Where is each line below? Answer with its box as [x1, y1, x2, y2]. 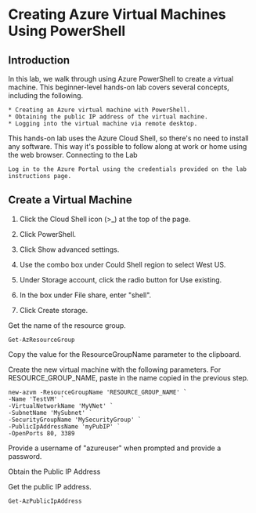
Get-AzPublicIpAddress [8, 497, 82, 505]
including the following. [8, 91, 84, 100]
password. [8, 451, 42, 460]
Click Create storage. [19, 305, 88, 315]
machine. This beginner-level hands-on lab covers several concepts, [8, 82, 229, 92]
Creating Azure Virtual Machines [8, 5, 226, 24]
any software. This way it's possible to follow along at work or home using [8, 142, 247, 151]
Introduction [8, 53, 70, 67]
